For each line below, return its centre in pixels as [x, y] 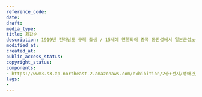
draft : [14, 23]
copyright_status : [29, 62]
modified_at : [23, 46]
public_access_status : [35, 57]
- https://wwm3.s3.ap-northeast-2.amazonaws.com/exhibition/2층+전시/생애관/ [102, 74]
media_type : [21, 29]
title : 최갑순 [22, 34]
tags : [13, 79]
